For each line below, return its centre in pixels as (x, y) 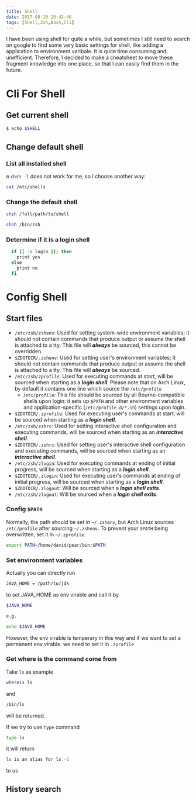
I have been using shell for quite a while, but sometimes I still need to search (98, 39)
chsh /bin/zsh (23, 225)
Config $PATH (24, 509)
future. (14, 70)
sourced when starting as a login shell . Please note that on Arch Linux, (100, 382)
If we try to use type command (43, 727)
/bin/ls (16, 704)
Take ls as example (30, 672)
